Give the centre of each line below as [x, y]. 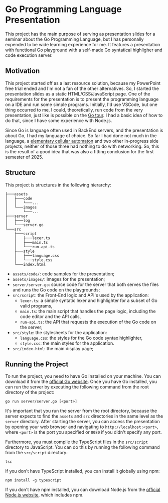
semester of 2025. [24, 157]
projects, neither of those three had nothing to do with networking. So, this [82, 146]
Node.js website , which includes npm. [44, 495]
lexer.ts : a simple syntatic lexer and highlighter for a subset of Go [89, 300]
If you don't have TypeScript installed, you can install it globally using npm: [82, 471]
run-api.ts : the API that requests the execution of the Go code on [88, 322]
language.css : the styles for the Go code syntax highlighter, [81, 338]
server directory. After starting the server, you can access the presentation [82, 422]
